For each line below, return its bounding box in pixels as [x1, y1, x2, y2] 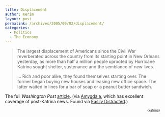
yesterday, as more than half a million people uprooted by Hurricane [17, 58, 155, 64]
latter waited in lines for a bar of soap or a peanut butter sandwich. [17, 84, 152, 89]
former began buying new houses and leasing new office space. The [17, 78, 157, 84]
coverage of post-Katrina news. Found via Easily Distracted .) [5, 98, 128, 104]
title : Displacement [5, 7, 48, 12]
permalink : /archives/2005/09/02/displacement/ [5, 21, 105, 26]
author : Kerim [5, 12, 34, 17]
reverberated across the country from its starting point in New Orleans [17, 53, 160, 59]
